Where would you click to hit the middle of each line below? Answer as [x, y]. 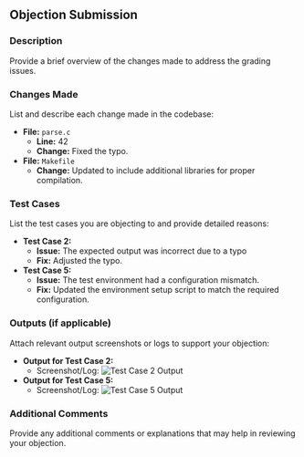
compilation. [60, 180]
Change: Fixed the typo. [82, 151]
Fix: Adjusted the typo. [79, 261]
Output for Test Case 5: [68, 380]
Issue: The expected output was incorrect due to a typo [142, 251]
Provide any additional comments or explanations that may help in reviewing [152, 433]
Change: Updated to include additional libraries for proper [146, 170]
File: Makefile [48, 161]
